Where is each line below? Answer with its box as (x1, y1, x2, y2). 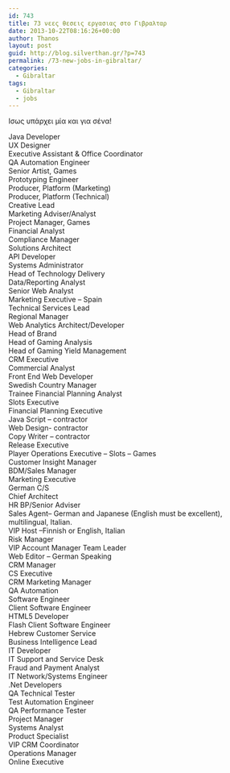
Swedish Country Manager (8, 380, 97, 390)
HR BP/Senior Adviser (8, 501, 81, 510)
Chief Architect (8, 492, 59, 501)
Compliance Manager (8, 235, 80, 244)
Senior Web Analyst (8, 286, 74, 296)
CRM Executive (8, 355, 59, 364)
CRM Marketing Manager (8, 577, 92, 587)
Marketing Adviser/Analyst (8, 209, 97, 218)
